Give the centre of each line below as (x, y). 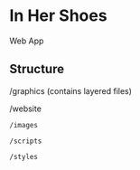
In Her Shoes (58, 16)
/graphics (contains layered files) (71, 90)
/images (24, 125)
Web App (27, 41)
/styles (24, 156)
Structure (37, 69)
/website (26, 109)
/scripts (26, 141)
